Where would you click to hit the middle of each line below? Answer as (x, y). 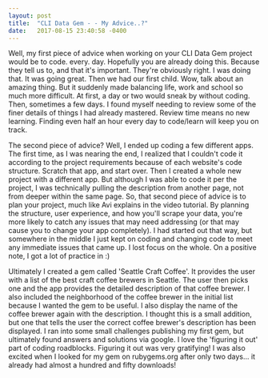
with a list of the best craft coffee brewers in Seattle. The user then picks (128, 280)
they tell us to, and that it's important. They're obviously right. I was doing (130, 70)
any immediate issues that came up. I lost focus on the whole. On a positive (133, 247)
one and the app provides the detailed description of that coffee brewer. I (129, 288)
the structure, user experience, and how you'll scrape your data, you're (126, 214)
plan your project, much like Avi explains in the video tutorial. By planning (129, 205)
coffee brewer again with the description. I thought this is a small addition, (130, 314)
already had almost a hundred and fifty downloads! (92, 365)
